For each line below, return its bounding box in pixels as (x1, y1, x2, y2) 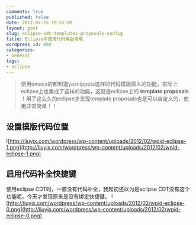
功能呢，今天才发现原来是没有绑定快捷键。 (6, 193, 110, 200)
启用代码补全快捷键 (6, 169, 76, 179)
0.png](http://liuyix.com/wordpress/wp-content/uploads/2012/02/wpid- (6, 206, 181, 213)
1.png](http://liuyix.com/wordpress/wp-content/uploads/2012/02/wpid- (6, 144, 180, 151)
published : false (6, 14, 49, 20)
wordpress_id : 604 (6, 42, 52, 48)
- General (6, 53, 31, 58)
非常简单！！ (25, 103, 57, 110)
